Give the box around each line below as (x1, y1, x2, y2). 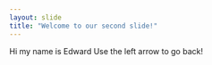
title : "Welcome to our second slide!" (9, 21, 158, 30)
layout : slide (9, 12, 63, 22)
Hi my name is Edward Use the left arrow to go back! (9, 45, 204, 56)
